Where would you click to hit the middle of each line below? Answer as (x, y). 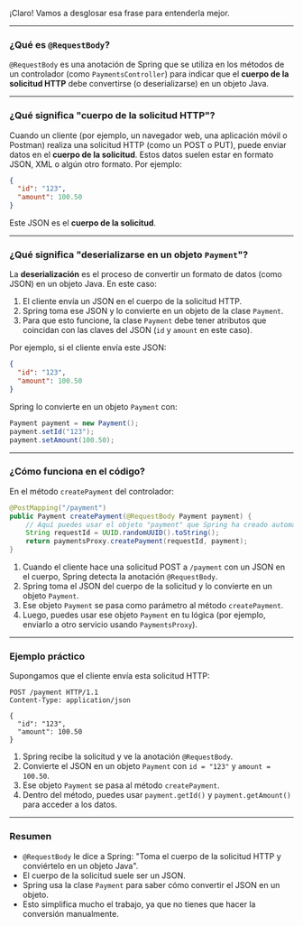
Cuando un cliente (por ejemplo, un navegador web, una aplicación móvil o (148, 135)
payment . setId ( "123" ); (52, 431)
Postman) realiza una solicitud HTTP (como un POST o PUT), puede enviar (148, 144)
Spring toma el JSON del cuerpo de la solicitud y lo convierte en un (147, 587)
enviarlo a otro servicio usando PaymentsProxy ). (110, 625)
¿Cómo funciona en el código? (78, 471)
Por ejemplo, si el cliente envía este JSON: (88, 347)
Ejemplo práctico (47, 656)
